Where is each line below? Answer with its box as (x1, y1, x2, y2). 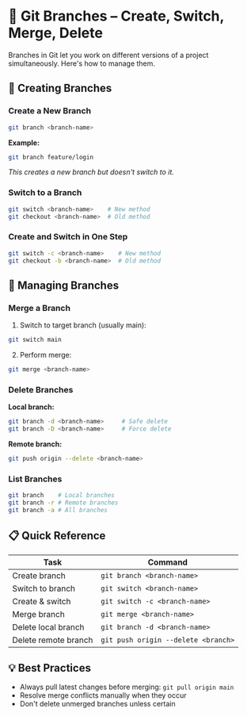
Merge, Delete (8, 24, 103, 42)
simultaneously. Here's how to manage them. (8, 59, 156, 68)
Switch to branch (12, 583, 76, 594)
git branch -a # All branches (8, 506, 108, 514)
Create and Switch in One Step (8, 232, 128, 243)
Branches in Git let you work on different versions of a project (8, 50, 209, 59)
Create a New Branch (8, 105, 92, 117)
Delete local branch (12, 622, 85, 633)
